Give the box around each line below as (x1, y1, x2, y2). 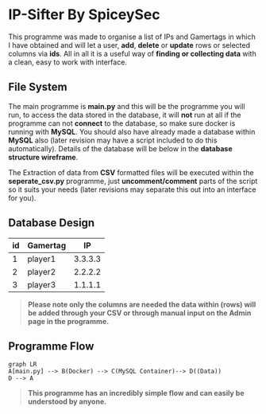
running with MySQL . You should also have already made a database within (8, 127, 256, 136)
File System (8, 80, 67, 94)
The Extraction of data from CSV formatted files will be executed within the (8, 167, 254, 177)
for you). (8, 193, 37, 202)
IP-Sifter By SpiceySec (8, 6, 160, 24)
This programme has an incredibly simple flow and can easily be (27, 389, 245, 398)
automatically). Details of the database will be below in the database (8, 143, 233, 153)
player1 (27, 253, 56, 264)
